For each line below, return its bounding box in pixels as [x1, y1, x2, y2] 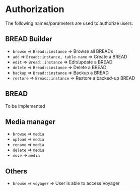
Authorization [5, 4, 64, 15]
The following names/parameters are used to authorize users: [5, 20, 133, 26]
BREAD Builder [5, 35, 52, 43]
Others [5, 167, 28, 175]
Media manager [5, 117, 56, 126]
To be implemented [5, 103, 45, 109]
